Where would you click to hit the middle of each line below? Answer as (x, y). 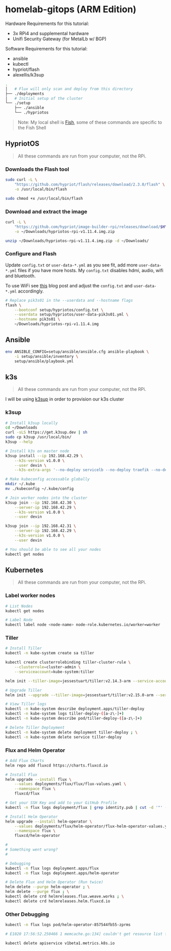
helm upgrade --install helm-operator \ (49, 822)
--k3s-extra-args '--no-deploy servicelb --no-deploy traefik (82, 470)
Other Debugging (27, 914)
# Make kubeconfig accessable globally (48, 479)
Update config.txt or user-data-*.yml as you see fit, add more (72, 265)
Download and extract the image (46, 212)
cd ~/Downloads (21, 428)
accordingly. (31, 291)
